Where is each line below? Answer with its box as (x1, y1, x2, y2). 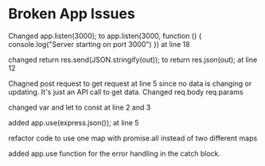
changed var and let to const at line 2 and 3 (8, 102, 151, 112)
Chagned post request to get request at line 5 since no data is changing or (8, 79, 252, 88)
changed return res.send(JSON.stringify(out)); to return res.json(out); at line (8, 55, 258, 64)
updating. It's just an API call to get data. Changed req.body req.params (8, 87, 244, 96)
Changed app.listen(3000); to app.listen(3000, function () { (8, 31, 202, 41)
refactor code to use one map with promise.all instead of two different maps (8, 133, 258, 143)
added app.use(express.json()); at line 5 (8, 118, 139, 127)
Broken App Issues (8, 5, 135, 23)
